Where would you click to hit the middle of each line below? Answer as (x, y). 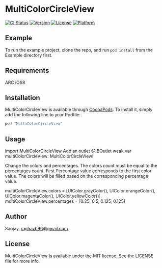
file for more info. (23, 261)
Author (16, 217)
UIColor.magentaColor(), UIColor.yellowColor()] (53, 196)
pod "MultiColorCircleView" (34, 124)
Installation (23, 97)
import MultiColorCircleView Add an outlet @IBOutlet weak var (68, 151)
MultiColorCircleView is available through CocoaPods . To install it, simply (79, 109)
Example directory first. (29, 55)
